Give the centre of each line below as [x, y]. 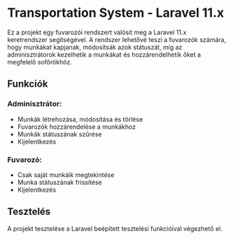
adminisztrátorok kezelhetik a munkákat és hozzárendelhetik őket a [104, 55]
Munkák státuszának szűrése [59, 134]
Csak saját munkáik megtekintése [66, 175]
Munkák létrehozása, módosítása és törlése [80, 119]
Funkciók [28, 84]
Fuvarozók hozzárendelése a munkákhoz [77, 127]
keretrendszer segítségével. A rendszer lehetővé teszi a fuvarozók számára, [116, 39]
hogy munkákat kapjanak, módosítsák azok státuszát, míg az [95, 47]
